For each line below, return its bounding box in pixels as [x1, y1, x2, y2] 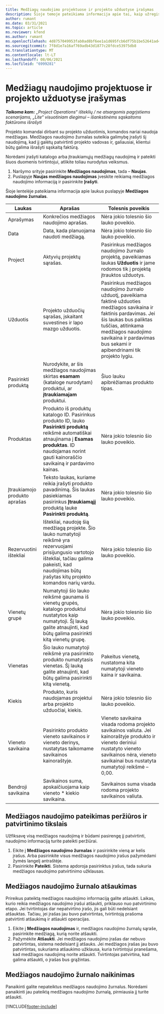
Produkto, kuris [43, 688, 78, 695]
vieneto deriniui [101, 739, 137, 746]
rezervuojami [43, 543, 73, 550]
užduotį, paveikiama [101, 292, 147, 299]
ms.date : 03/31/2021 [5, 20, 48, 26]
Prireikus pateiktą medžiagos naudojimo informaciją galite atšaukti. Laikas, [5, 895, 155, 901]
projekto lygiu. [101, 353, 134, 360]
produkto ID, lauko [43, 417, 85, 424]
